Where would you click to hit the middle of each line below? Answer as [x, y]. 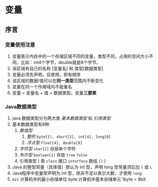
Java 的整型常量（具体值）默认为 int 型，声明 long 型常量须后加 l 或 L [82, 167]
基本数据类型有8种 [31, 125]
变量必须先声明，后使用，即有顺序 [46, 74]
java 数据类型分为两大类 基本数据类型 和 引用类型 [61, 118]
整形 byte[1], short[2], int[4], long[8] [69, 137]
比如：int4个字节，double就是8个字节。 [61, 62]
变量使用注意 [20, 44]
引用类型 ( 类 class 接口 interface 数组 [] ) [62, 161]
